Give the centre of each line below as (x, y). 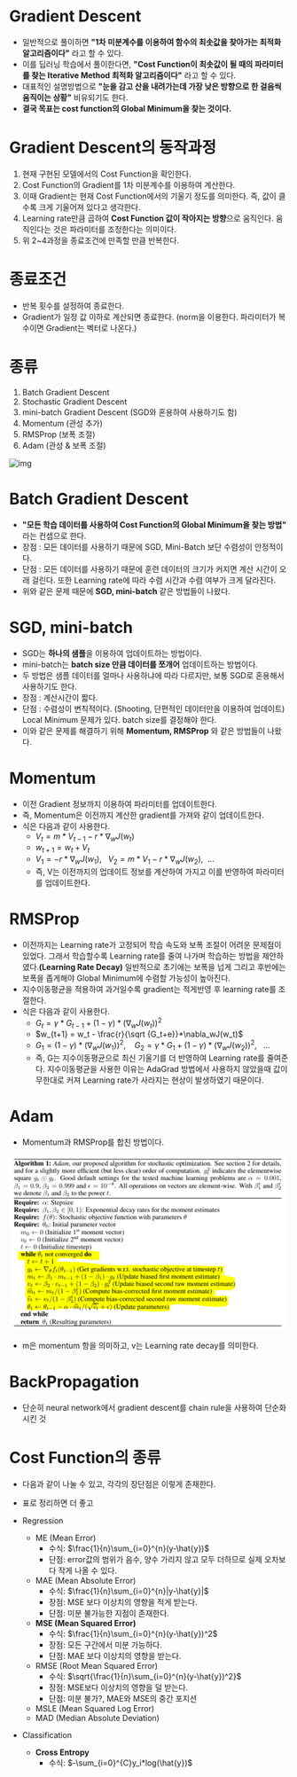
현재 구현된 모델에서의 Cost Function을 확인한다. (107, 174)
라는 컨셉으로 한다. (54, 536)
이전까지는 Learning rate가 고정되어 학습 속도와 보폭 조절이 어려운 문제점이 (152, 944)
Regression (43, 1520)
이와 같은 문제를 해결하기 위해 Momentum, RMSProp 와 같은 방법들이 (144, 731)
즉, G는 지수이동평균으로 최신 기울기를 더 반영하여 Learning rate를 (150, 1058)
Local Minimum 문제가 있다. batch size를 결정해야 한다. (119, 719)
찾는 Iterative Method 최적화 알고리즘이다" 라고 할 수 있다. (133, 75)
